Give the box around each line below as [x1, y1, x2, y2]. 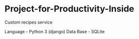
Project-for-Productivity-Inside [4, 3, 135, 14]
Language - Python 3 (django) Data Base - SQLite [4, 28, 105, 34]
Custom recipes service [4, 19, 53, 25]
